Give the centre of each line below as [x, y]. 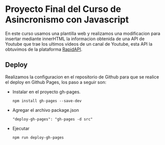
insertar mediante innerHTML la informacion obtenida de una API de [75, 39]
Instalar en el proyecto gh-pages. [46, 92]
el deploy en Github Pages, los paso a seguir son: [56, 82]
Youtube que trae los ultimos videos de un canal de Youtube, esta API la [79, 44]
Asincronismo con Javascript [67, 20]
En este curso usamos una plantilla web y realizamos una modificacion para [83, 33]
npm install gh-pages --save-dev [47, 101]
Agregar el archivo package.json [46, 110]
